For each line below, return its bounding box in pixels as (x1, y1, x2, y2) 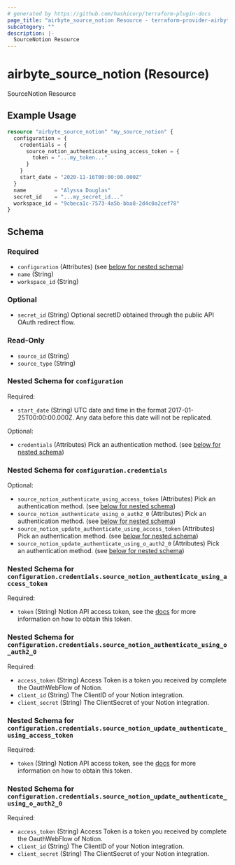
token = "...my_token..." (32, 155, 108, 162)
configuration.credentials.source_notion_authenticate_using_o (7, 641, 227, 649)
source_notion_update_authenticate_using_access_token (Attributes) (17, 524, 215, 533)
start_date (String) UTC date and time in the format (17, 406, 166, 414)
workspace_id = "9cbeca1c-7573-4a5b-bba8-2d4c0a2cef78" (13, 200, 180, 207)
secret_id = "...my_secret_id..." (13, 193, 124, 200)
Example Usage (7, 110, 77, 122)
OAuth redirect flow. (17, 318, 76, 327)
